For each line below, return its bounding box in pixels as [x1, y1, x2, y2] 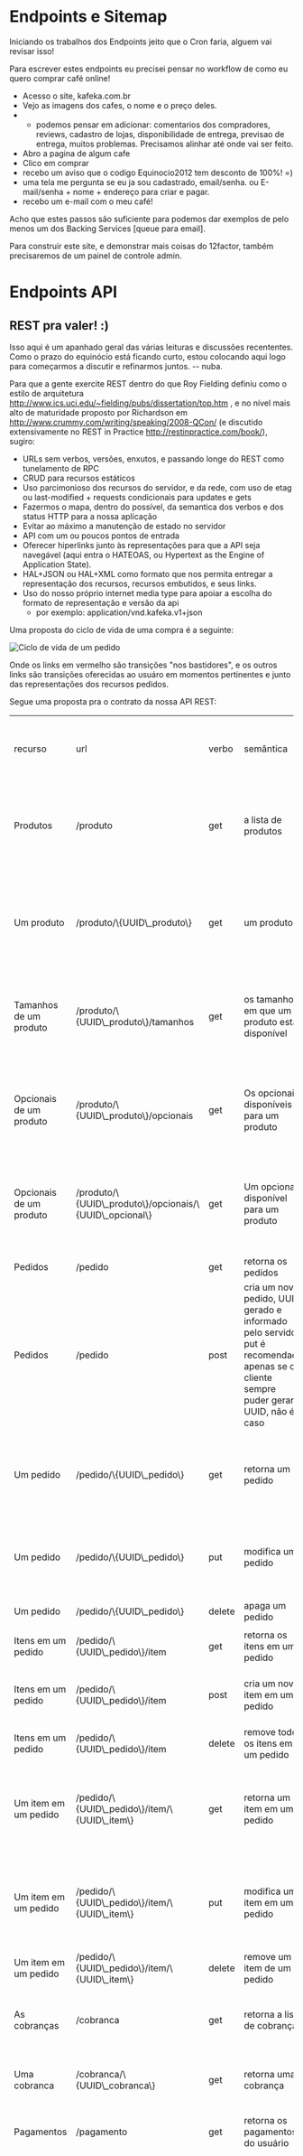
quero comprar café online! [9, 72, 111, 83]
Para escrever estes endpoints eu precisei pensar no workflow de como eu [9, 63, 289, 74]
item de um [243, 1962, 291, 1974]
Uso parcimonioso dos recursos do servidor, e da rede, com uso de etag [22, 481, 292, 493]
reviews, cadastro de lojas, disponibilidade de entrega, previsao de [35, 128, 285, 139]
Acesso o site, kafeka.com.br [22, 90, 132, 101]
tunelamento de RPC [22, 462, 99, 473]
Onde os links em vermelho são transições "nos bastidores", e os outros [9, 659, 278, 670]
